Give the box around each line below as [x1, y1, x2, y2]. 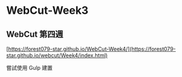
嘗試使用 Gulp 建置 [6, 64, 53, 71]
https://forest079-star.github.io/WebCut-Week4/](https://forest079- [8, 46, 176, 52]
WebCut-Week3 [6, 4, 89, 17]
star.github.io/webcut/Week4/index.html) [6, 52, 108, 59]
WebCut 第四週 [6, 29, 63, 39]
